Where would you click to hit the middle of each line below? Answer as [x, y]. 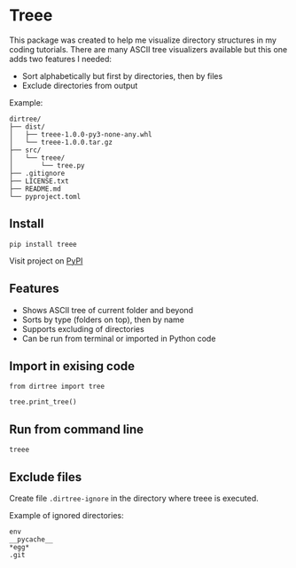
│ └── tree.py [47, 165]
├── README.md [35, 189]
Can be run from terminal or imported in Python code [119, 338]
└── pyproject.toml [45, 196]
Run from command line [77, 429]
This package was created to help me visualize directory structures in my [143, 40]
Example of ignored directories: [66, 515]
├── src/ [25, 150]
